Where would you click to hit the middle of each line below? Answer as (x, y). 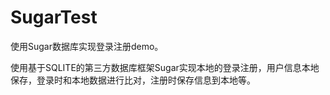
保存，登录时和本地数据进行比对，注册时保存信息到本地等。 (133, 80)
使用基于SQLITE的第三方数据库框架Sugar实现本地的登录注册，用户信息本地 (165, 67)
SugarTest (54, 17)
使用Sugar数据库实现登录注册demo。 (87, 46)
